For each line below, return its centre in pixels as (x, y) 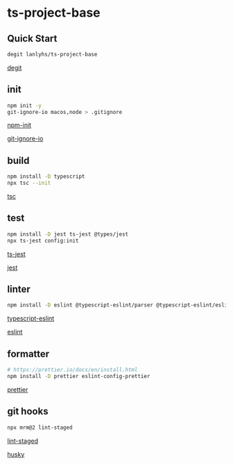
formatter (28, 353)
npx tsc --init (29, 183)
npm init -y (24, 106)
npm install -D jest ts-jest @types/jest (68, 234)
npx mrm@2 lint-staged (40, 427)
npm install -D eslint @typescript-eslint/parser (80, 305)
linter (19, 289)
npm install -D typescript (46, 177)
